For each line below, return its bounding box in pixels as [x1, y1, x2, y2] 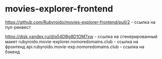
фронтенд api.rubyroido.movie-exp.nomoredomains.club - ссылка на [5, 44, 145, 49]
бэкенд [5, 49, 20, 55]
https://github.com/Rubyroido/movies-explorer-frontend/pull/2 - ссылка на [5, 19, 156, 25]
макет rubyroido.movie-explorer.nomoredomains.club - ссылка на [5, 38, 138, 44]
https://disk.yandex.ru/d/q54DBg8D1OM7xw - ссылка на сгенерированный [5, 34, 158, 39]
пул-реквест [5, 24, 31, 30]
